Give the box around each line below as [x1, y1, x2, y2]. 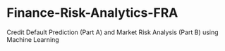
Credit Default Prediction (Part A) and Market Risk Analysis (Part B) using [6, 28, 219, 36]
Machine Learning [6, 35, 59, 43]
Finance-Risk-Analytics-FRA [6, 5, 178, 21]
